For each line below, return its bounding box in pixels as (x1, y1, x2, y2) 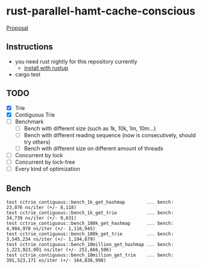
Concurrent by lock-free (14, 158, 75, 166)
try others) (24, 138, 51, 146)
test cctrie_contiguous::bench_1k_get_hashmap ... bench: (6, 199, 174, 205)
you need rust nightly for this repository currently (14, 57, 137, 65)
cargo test (14, 71, 41, 78)
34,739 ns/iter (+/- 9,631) (6, 215, 77, 221)
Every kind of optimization (14, 165, 80, 173)
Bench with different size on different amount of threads (24, 144, 164, 152)
